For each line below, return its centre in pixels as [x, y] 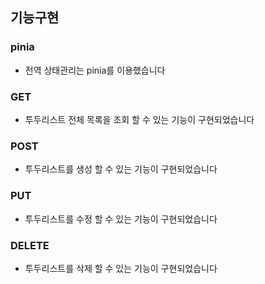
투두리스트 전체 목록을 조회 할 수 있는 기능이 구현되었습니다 [139, 119]
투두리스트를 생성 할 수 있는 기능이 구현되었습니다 [121, 169]
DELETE [30, 245]
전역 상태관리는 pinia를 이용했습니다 [95, 70]
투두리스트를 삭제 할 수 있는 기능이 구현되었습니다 [121, 268]
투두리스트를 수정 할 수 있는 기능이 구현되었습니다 [121, 219]
